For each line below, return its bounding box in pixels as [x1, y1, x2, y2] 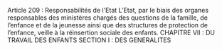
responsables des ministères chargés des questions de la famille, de [7, 13, 208, 22]
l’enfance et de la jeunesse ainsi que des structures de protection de [7, 21, 208, 29]
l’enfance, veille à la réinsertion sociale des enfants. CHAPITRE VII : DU [7, 28, 216, 37]
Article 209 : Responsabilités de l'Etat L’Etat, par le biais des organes [7, 6, 208, 14]
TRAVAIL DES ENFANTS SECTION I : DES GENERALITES [7, 36, 171, 44]
